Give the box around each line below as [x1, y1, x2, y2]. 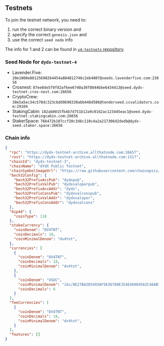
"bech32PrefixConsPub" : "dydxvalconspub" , [14, 191, 102, 196]
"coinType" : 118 [14, 214, 47, 219]
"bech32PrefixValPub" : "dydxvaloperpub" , [14, 182, 99, 187]
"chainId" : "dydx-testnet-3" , [9, 159, 71, 164]
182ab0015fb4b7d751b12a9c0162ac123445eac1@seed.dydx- [41, 110, 153, 115]
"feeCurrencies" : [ [9, 300, 49, 305]
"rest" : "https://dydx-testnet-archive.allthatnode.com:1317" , [9, 155, 141, 160]
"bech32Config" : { [9, 173, 47, 178]
